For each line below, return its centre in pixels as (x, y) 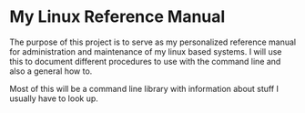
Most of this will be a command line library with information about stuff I (144, 88)
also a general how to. (51, 71)
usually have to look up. (54, 98)
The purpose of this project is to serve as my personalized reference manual (153, 42)
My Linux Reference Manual (117, 17)
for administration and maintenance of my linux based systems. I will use (146, 51)
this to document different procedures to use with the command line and (145, 61)
